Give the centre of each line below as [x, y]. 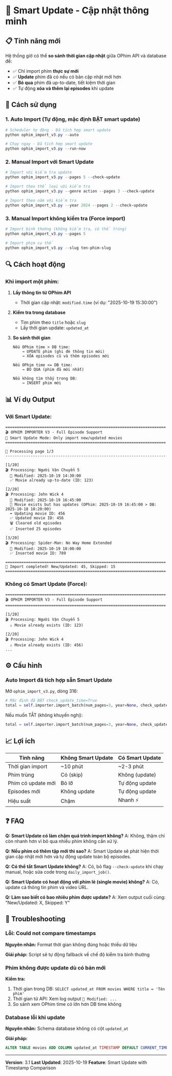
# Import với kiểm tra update [39, 173]
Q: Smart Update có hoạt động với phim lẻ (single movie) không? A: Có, [82, 882]
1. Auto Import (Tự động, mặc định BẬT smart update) [73, 119]
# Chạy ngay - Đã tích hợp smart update [49, 144]
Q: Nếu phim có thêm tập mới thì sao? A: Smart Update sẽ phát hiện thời [82, 851]
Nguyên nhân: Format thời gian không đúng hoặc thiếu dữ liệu [71, 944]
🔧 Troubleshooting [35, 919]
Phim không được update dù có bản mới [56, 967]
